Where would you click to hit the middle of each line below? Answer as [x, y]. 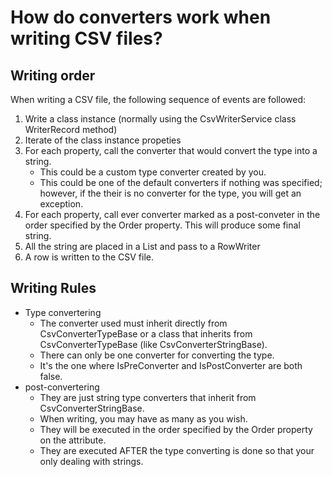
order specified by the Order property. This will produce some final [162, 225]
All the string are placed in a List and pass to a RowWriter [142, 246]
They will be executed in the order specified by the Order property [176, 429]
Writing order [53, 75]
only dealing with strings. [91, 461]
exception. [61, 204]
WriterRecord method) [71, 129]
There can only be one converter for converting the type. [157, 355]
